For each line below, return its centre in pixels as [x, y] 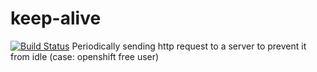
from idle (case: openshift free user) [85, 56]
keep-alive [56, 18]
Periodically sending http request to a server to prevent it [189, 46]
